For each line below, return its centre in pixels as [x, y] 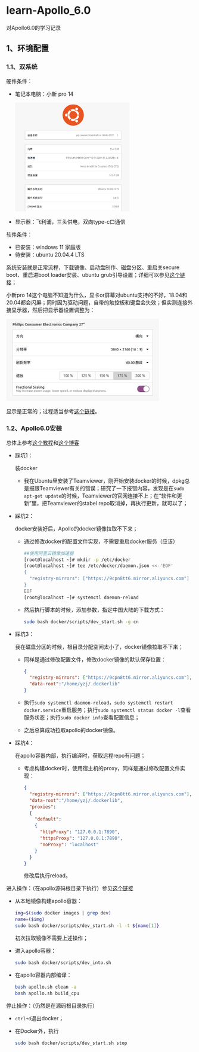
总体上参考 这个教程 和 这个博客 [43, 443]
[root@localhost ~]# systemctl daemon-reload [81, 597]
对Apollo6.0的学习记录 [34, 28]
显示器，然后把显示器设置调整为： [53, 310]
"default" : [48, 819]
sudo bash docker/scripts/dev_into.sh [63, 963]
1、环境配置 [28, 48]
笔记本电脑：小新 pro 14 [44, 94]
